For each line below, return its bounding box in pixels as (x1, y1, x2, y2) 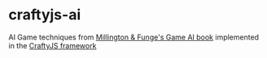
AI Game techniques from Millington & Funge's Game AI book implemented (8, 32, 259, 42)
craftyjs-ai (8, 6, 81, 24)
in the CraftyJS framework (8, 40, 97, 50)
